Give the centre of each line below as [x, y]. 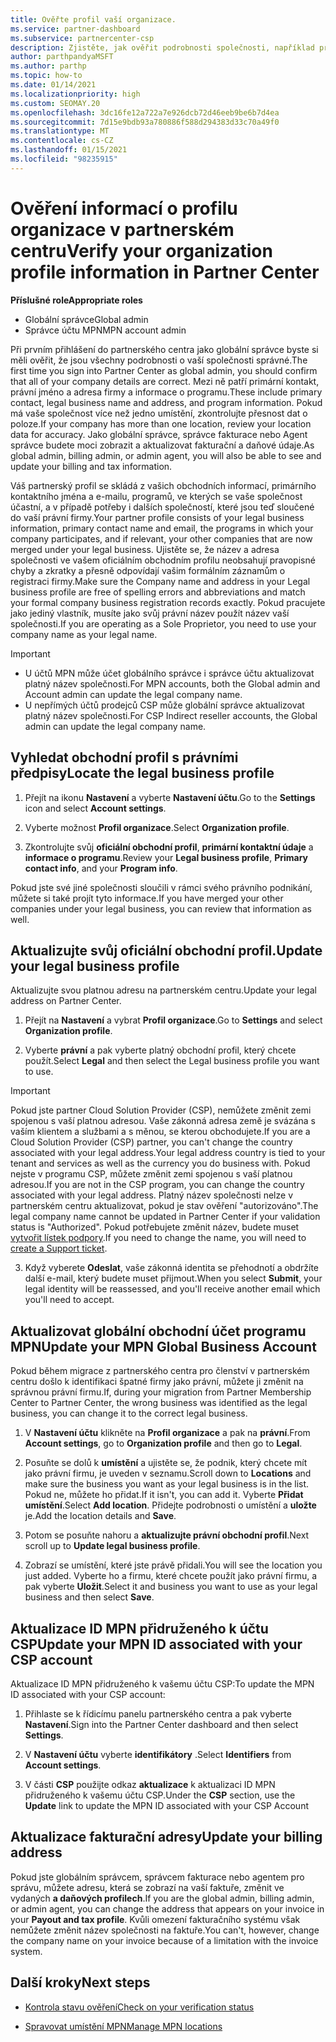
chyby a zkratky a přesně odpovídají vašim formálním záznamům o [148, 570]
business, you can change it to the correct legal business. [129, 1413]
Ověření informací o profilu [124, 208]
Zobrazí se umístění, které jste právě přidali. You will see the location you [173, 1565]
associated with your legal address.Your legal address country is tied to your [168, 1153]
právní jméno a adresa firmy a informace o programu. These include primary [166, 392]
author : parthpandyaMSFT [62, 57]
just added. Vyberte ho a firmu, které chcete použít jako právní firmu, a [171, 1576]
